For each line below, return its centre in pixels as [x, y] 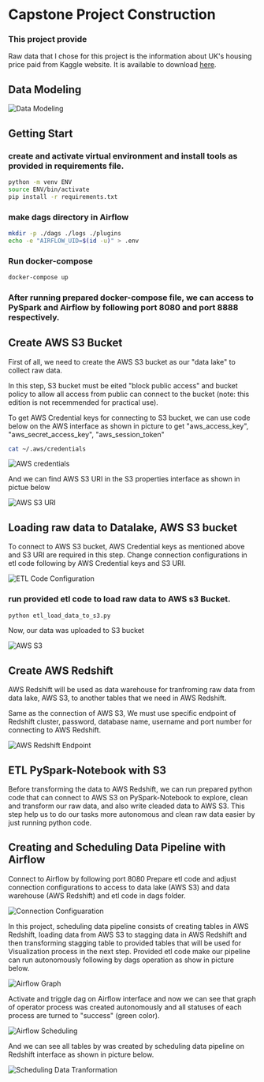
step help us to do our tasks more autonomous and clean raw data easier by [132, 814]
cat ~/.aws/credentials [47, 449]
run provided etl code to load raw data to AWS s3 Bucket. [119, 599]
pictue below [29, 488]
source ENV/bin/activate [49, 189]
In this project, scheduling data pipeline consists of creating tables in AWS [128, 926]
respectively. [34, 317]
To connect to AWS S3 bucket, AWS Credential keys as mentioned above [126, 547]
